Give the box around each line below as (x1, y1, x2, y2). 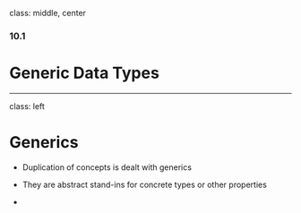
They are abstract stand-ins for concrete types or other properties (21, 179, 267, 190)
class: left (9, 100, 45, 111)
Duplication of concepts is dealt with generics (21, 161, 193, 173)
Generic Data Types (9, 63, 159, 83)
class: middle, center (9, 8, 87, 18)
